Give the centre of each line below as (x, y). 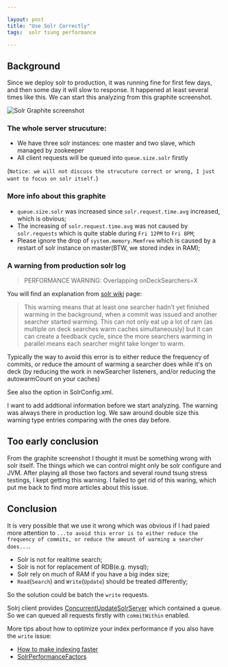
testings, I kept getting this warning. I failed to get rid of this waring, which (112, 480)
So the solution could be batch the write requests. (78, 594)
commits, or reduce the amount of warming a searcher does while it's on (110, 364)
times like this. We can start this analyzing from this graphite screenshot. (110, 98)
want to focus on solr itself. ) (53, 179)
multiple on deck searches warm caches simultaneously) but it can (118, 329)
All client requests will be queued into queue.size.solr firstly (102, 158)
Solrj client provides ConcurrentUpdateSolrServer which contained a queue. (114, 608)
